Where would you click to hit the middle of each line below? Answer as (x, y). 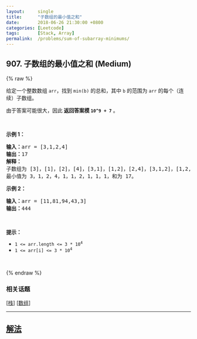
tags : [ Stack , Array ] (40, 33)
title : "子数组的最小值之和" (44, 17)
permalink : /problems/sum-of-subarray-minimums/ (68, 39)
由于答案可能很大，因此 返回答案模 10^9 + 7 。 (62, 110)
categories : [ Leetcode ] (35, 28)
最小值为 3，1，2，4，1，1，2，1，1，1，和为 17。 (72, 176)
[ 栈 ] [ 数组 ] (18, 303)
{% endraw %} (24, 273)
